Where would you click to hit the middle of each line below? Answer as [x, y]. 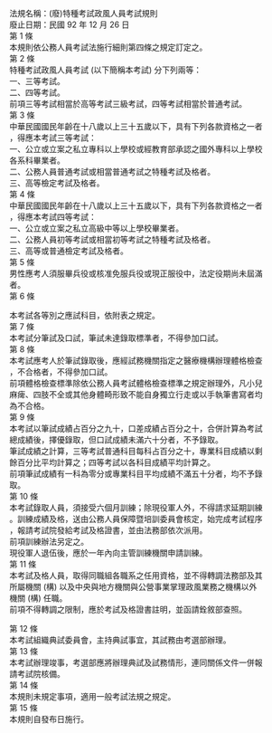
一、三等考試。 [37, 81]
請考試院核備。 [37, 674]
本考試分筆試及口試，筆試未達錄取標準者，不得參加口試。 [116, 338]
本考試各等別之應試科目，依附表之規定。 [84, 315]
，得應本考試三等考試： [53, 138]
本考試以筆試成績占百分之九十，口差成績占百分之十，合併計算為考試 [136, 428]
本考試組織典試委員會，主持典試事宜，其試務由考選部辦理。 [120, 640]
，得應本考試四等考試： [53, 217]
